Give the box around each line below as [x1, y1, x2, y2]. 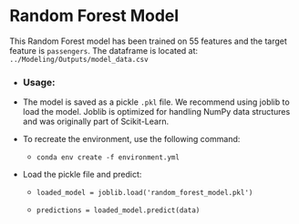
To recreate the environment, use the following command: [22, 134, 241, 145]
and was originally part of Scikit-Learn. [22, 116, 170, 127]
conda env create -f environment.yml [36, 153, 180, 162]
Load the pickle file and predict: [22, 169, 142, 180]
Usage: [22, 76, 56, 88]
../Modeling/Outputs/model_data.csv [9, 55, 149, 64]
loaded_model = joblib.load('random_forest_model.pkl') [36, 188, 253, 198]
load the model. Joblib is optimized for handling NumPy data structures [22, 107, 291, 117]
